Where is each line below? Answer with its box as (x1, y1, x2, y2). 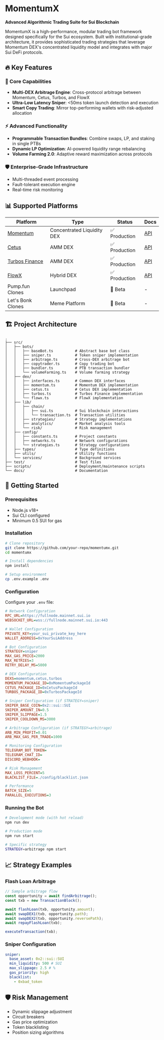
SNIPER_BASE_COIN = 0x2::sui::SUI (5, 703, 71, 708)
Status (117, 218, 133, 225)
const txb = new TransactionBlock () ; (5, 898, 82, 903)
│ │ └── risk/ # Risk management (5, 425, 112, 430)
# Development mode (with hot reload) (5, 815, 84, 821)
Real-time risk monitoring (12, 187, 63, 193)
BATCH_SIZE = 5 (5, 788, 32, 793)
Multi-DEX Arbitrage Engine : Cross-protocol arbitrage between (12, 89, 141, 95)
